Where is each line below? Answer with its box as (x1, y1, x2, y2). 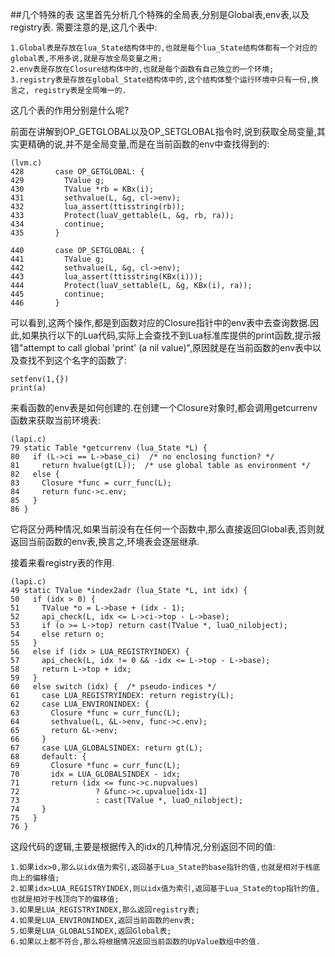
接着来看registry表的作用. (10, 557, 115, 568)
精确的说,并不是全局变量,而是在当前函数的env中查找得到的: (27, 138, 270, 150)
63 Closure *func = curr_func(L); (10, 708, 182, 718)
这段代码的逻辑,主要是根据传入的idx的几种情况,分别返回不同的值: (10, 841, 276, 852)
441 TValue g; (10, 254, 105, 264)
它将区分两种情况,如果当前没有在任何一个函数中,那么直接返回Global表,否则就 (10, 523, 325, 535)
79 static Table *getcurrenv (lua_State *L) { (10, 443, 208, 453)
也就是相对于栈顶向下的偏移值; (10, 894, 120, 904)
